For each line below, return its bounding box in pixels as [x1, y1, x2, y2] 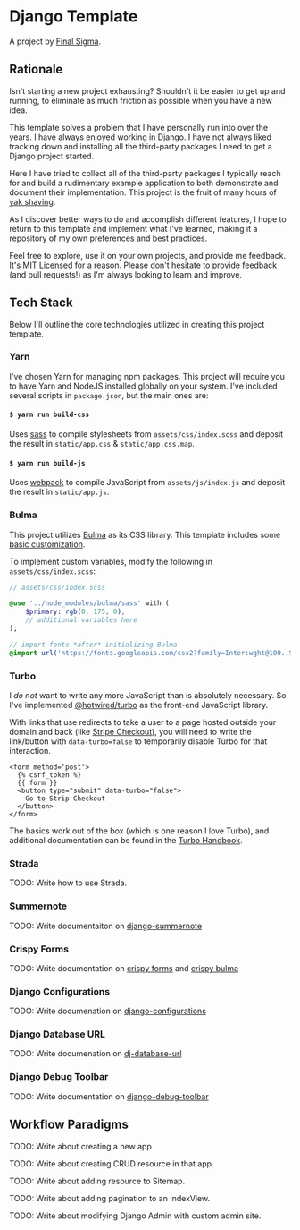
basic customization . [9, 539, 86, 550]
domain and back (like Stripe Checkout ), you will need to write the [9, 726, 252, 737]
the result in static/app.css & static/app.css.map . [9, 439, 195, 449]
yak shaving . [9, 196, 56, 207]
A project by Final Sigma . [9, 36, 102, 47]
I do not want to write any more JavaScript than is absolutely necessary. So [9, 689, 287, 700]
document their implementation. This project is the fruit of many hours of [9, 186, 277, 198]
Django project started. [9, 150, 95, 161]
